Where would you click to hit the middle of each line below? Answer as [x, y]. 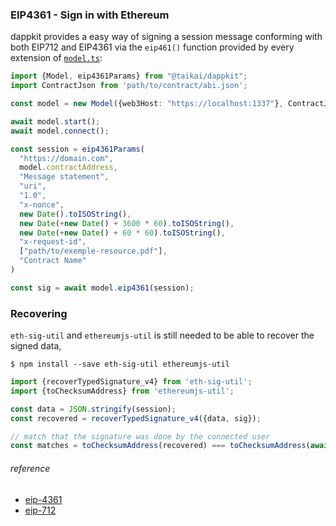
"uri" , [33, 186]
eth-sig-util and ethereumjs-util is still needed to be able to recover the [162, 335]
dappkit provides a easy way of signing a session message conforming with [166, 37]
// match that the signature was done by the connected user [140, 436]
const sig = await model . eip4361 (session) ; [102, 288]
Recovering [39, 313]
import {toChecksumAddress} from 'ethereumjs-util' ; [122, 391]
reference [30, 468]
